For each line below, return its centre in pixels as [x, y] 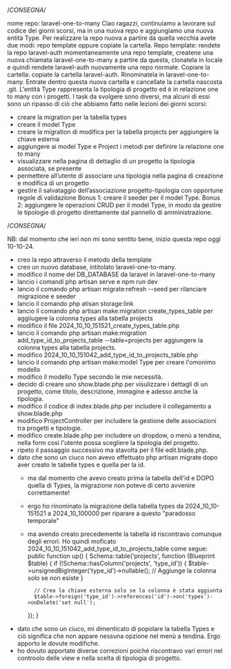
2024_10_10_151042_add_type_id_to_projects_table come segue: [118, 548]
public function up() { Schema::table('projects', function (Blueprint [121, 556]
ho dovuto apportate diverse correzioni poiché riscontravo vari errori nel [120, 651]
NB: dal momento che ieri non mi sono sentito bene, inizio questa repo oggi [114, 239]
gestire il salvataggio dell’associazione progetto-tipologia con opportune [120, 190]
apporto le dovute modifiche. [58, 643]
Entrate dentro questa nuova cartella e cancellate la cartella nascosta [124, 82]
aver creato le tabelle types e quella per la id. [81, 465]
